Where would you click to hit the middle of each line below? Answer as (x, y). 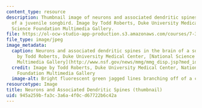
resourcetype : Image (32, 85)
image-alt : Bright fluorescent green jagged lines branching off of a (102, 79)
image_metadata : (26, 46)
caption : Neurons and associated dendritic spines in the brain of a (100, 51)
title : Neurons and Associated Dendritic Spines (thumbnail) (84, 90)
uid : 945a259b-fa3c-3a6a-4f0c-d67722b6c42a (62, 95)
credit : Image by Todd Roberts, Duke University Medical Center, (95, 67)
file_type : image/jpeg (35, 40)
